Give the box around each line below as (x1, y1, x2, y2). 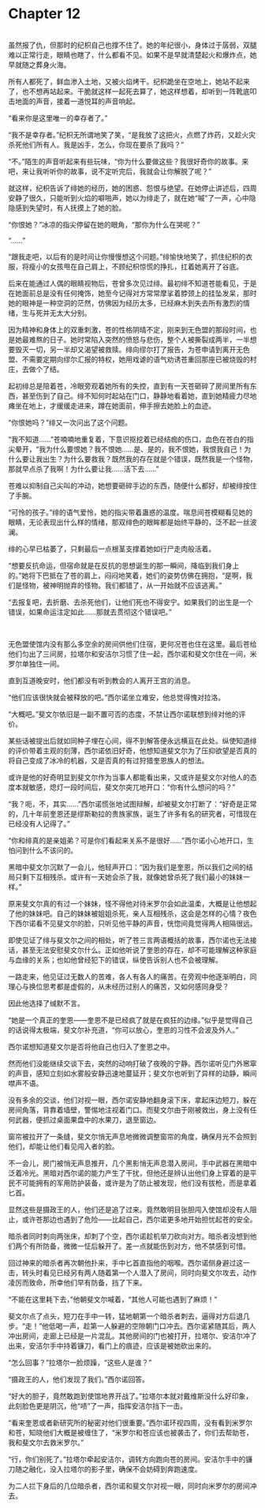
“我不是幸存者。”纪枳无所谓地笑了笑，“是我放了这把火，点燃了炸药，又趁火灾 (8, 129, 256, 139)
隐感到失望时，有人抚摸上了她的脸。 (8, 203, 126, 212)
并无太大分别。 (42, 308, 91, 317)
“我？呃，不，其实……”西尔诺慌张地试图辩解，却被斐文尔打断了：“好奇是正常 (8, 799, 257, 808)
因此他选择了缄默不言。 (8, 998, 84, 1007)
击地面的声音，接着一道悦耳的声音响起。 (8, 96, 140, 106)
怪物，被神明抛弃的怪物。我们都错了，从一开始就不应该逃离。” (21, 580, 222, 590)
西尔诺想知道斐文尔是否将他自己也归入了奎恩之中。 (8, 1041, 174, 1051)
